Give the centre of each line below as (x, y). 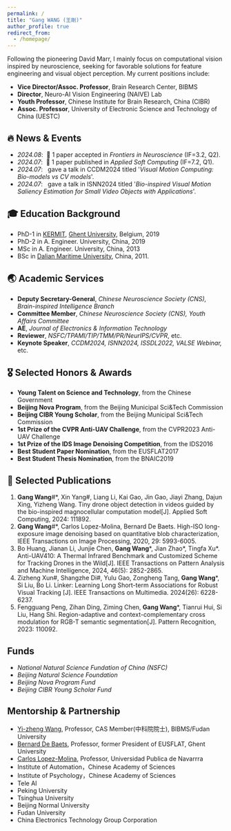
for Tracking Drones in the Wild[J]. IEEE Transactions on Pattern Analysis (121, 563)
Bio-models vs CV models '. (56, 176)
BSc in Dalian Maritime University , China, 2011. (83, 256)
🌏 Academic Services (56, 279)
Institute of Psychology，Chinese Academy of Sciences (96, 775)
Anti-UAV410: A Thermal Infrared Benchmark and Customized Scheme (117, 556)
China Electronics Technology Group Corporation (87, 820)
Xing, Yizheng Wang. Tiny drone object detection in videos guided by (115, 504)
